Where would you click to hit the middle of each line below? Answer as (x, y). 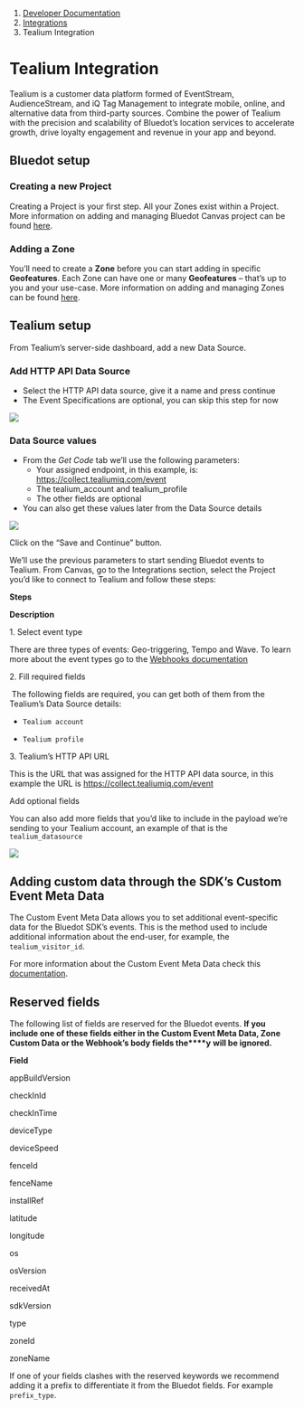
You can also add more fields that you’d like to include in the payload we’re (148, 818)
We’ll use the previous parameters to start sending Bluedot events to (137, 561)
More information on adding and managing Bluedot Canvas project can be (147, 215)
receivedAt (30, 1288)
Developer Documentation (71, 13)
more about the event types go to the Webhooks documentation (129, 659)
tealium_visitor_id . (47, 946)
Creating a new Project (61, 186)
